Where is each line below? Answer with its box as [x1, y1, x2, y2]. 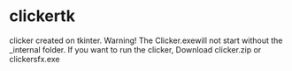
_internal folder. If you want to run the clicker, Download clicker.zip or [9, 44, 262, 54]
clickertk [9, 6, 75, 26]
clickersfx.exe [9, 53, 60, 64]
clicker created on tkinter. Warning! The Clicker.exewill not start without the [9, 35, 283, 46]
